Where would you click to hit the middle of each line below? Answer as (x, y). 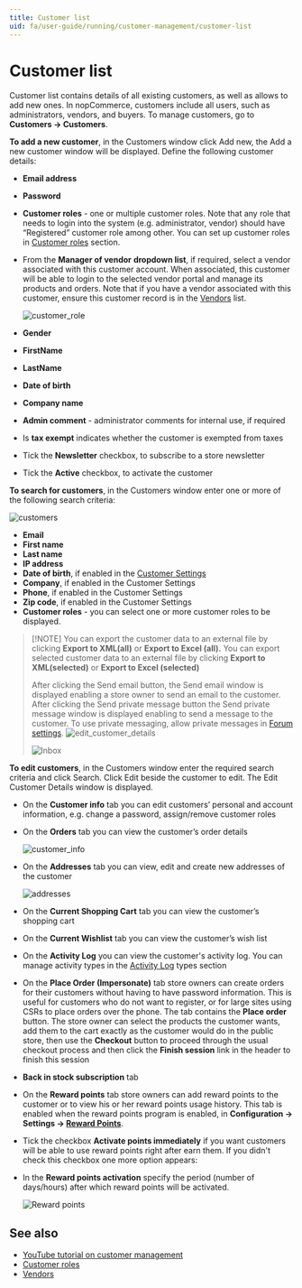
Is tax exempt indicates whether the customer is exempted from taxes (153, 438)
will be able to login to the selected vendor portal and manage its (142, 279)
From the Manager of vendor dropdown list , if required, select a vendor (156, 260)
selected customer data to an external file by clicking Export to (148, 658)
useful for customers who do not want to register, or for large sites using (157, 1002)
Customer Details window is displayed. (81, 787)
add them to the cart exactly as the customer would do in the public (148, 1031)
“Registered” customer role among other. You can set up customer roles (156, 233)
